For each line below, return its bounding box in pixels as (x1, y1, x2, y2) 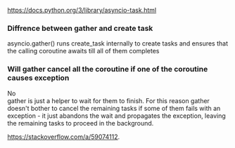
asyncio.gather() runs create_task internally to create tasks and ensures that (7, 39, 229, 48)
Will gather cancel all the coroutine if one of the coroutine (7, 65, 208, 74)
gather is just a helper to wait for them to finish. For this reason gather (7, 96, 210, 105)
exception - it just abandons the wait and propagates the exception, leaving (7, 112, 227, 120)
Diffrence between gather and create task (7, 23, 153, 33)
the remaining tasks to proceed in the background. (7, 119, 154, 127)
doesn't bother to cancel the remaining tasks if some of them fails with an (7, 104, 221, 112)
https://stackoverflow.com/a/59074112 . (7, 133, 120, 141)
